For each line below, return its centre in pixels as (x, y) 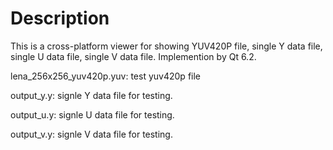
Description (60, 18)
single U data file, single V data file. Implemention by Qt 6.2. (133, 56)
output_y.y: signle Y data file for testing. (91, 95)
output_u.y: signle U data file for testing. (92, 114)
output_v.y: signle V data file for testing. (91, 134)
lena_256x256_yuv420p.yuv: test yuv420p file (106, 76)
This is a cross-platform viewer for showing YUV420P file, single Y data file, (166, 46)
